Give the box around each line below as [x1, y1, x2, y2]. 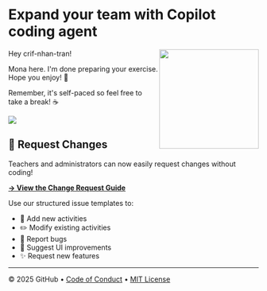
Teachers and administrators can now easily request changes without [8, 159, 236, 169]
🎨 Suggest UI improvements [19, 242, 112, 252]
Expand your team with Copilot [8, 6, 216, 24]
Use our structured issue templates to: [8, 198, 133, 208]
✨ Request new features [19, 250, 100, 260]
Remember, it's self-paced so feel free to [8, 87, 143, 97]
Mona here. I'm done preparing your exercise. [8, 64, 158, 73]
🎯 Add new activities [19, 213, 87, 223]
